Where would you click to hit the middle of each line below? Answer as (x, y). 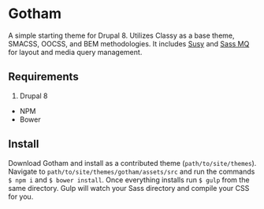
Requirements (43, 77)
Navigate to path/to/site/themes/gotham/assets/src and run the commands (132, 171)
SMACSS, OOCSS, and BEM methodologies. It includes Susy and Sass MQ (129, 43)
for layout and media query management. (75, 52)
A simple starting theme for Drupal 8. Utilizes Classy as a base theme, (121, 35)
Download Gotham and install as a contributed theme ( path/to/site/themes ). (132, 163)
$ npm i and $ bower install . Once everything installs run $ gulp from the (129, 180)
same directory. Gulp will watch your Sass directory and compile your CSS (129, 188)
